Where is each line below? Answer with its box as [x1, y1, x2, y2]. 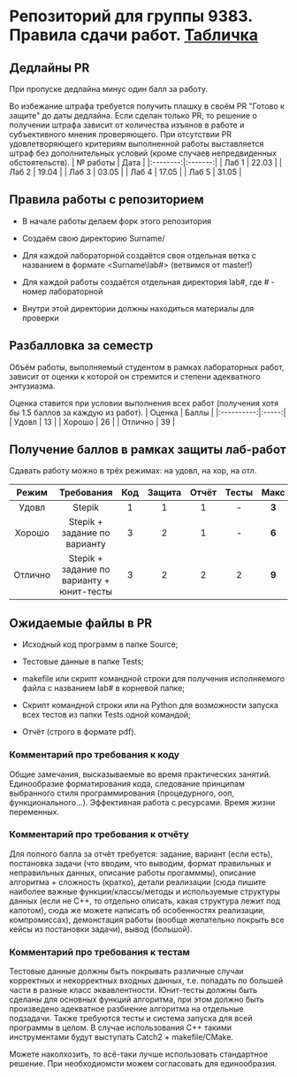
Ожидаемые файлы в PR [9, 615, 153, 630]
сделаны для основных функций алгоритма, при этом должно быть [9, 994, 264, 1005]
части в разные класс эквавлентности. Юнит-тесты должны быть [9, 985, 258, 996]
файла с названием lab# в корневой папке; [21, 683, 186, 694]
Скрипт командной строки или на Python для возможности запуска [21, 700, 278, 711]
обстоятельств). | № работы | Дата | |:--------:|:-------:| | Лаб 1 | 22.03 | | [9, 158, 283, 167]
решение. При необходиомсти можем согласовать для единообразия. [9, 1058, 277, 1069]
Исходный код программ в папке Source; [21, 639, 179, 650]
